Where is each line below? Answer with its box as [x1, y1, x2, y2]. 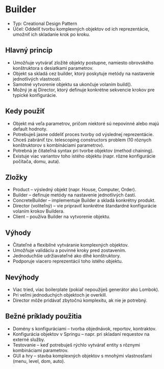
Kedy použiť [5, 107, 45, 116]
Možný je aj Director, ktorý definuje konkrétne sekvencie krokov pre [12, 87, 155, 93]
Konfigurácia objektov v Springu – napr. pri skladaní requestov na [12, 331, 150, 337]
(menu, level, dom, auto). [12, 358, 65, 364]
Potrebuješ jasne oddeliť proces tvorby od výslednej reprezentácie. [12, 131, 154, 137]
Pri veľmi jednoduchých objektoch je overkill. [12, 292, 107, 298]
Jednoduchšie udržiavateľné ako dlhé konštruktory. [12, 253, 121, 259]
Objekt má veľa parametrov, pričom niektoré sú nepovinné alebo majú [12, 120, 159, 126]
